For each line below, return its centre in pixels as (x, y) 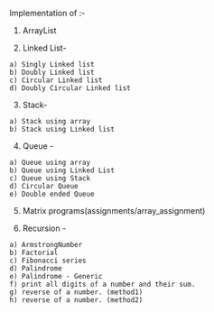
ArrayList (39, 30)
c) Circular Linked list (56, 80)
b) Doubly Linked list (52, 72)
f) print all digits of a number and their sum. (102, 284)
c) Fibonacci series (48, 261)
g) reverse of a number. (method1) (76, 292)
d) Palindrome (36, 269)
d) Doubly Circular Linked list (70, 88)
